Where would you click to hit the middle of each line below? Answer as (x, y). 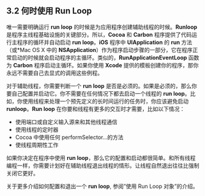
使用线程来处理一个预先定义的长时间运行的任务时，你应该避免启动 (105, 101)
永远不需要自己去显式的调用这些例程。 (54, 73)
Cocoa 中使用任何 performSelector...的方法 (69, 137)
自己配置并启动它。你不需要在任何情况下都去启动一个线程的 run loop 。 (101, 93)
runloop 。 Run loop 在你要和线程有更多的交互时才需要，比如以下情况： (96, 108)
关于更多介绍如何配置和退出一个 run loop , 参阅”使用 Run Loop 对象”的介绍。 (102, 186)
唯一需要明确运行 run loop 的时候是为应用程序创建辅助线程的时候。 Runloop (102, 27)
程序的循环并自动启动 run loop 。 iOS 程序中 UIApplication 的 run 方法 (105, 42)
